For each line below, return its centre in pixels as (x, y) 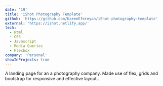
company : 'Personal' (26, 55)
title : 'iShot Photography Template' (44, 14)
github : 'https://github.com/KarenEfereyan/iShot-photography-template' (81, 19)
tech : (11, 28)
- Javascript (23, 42)
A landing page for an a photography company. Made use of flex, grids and (81, 73)
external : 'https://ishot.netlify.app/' (47, 23)
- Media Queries (26, 46)
